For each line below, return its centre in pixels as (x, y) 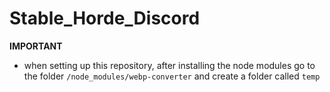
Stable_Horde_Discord (105, 18)
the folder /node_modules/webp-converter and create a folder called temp (172, 76)
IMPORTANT (36, 46)
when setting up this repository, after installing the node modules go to (169, 65)
